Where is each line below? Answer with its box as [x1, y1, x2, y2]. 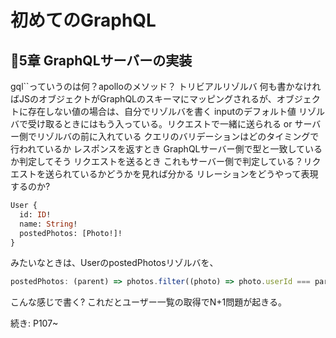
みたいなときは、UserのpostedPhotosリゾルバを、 [10, 257, 219, 269]
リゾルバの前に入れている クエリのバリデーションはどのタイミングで [36, 131, 320, 142]
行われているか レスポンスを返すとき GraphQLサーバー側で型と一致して [10, 143, 305, 155]
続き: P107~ [10, 317, 59, 330]
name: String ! [19, 219, 78, 229]
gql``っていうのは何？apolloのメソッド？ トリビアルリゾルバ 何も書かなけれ [10, 81, 322, 92]
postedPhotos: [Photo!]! [19, 228, 123, 238]
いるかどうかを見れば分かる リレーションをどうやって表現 [79, 168, 319, 180]
